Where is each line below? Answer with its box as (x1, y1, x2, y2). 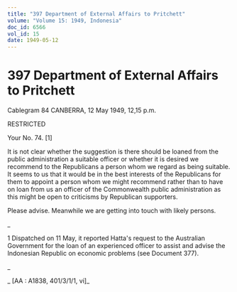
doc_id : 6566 (7, 23, 46, 31)
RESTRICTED (7, 120, 46, 129)
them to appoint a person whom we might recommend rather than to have (7, 178, 224, 186)
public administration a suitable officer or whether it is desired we (7, 155, 199, 163)
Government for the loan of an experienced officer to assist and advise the (7, 242, 226, 250)
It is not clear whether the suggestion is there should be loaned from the (7, 147, 219, 156)
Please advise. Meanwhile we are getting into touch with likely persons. (7, 207, 216, 215)
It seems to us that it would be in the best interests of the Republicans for (7, 170, 221, 178)
